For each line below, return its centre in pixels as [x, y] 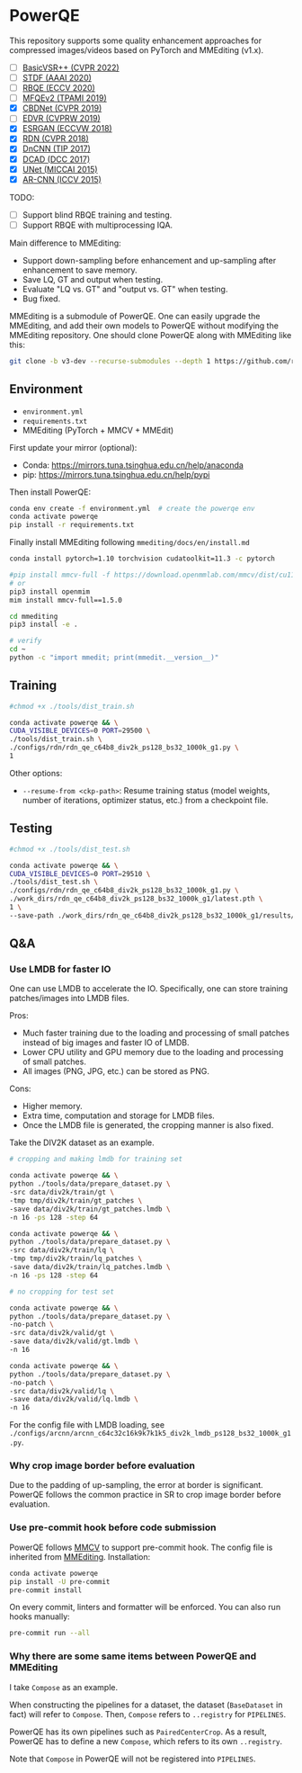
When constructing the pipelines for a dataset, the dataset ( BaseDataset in [146, 1705]
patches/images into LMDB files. [70, 998]
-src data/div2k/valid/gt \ [62, 1333]
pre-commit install [46, 1590]
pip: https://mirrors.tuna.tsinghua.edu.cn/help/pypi [116, 474]
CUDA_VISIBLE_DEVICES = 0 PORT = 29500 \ [80, 731]
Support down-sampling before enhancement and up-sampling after [149, 260]
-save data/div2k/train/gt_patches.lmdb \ [90, 1209]
